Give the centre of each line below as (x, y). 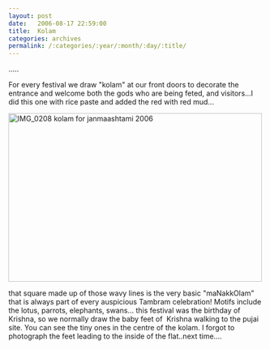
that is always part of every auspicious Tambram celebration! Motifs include (135, 302)
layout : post (30, 16)
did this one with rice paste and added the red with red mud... (111, 102)
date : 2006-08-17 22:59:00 (58, 23)
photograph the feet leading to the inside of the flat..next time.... (115, 336)
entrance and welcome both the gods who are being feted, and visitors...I (131, 93)
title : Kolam (32, 31)
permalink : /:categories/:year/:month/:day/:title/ (97, 46)
